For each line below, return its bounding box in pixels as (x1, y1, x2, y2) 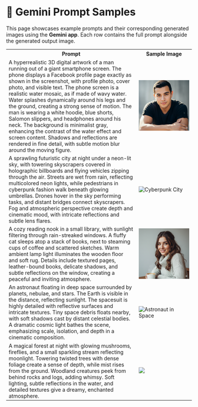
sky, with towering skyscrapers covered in (8, 160, 111, 168)
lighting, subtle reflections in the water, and (8, 380, 114, 387)
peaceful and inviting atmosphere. (8, 275, 91, 283)
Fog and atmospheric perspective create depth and (8, 205, 133, 212)
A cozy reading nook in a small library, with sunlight (8, 225, 134, 232)
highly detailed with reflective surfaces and (8, 303, 114, 310)
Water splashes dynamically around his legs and (8, 96, 126, 103)
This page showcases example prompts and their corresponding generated (6, 25, 189, 32)
